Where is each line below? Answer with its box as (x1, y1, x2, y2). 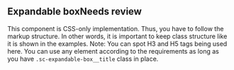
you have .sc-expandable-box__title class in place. (7, 54, 159, 63)
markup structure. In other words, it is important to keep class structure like (7, 32, 228, 40)
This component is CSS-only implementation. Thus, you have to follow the (7, 24, 224, 33)
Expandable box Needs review (7, 6, 142, 18)
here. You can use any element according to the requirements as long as (7, 47, 220, 55)
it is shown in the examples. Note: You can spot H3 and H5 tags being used (7, 39, 228, 48)
